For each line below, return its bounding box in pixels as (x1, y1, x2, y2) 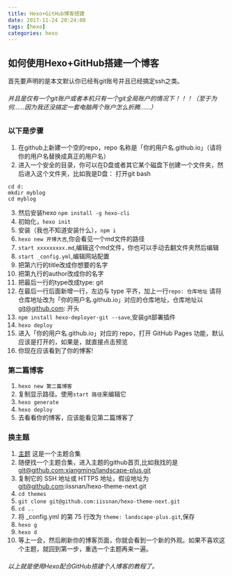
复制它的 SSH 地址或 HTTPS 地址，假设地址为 (17, 474, 149, 483)
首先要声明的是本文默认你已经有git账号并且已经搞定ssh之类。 (8, 77, 183, 86)
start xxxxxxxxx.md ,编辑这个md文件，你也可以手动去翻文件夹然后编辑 (17, 243, 219, 251)
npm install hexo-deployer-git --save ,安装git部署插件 (17, 312, 176, 321)
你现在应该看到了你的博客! (17, 346, 93, 355)
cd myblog (8, 195, 37, 202)
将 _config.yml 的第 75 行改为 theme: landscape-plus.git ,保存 (17, 513, 195, 521)
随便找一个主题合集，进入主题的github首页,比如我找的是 (17, 458, 179, 467)
